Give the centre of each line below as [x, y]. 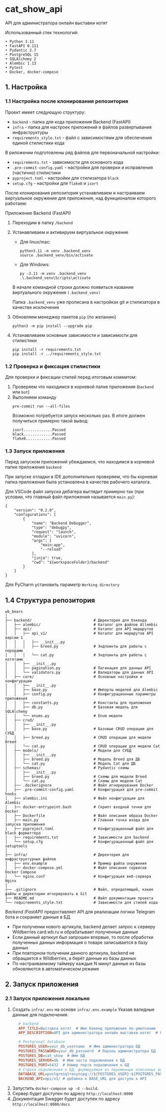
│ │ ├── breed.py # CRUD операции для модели [78, 738]
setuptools [16, 846]
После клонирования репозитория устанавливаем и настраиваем [75, 193]
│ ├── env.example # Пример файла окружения [76, 864]
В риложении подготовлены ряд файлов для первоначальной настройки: [83, 152]
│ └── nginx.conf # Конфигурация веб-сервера [78, 877]
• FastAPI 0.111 [22, 46]
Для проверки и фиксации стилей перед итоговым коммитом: [71, 377]
